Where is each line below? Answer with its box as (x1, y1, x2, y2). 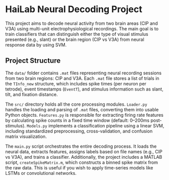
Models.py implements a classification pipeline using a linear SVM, (27, 122, 164, 128)
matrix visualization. (5, 133, 47, 140)
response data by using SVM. (5, 41, 67, 48)
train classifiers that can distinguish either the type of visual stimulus (5, 31, 148, 37)
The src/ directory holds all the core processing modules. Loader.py (5, 101, 148, 107)
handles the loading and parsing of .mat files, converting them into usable (5, 106, 159, 112)
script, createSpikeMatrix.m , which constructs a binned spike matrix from (5, 159, 158, 165)
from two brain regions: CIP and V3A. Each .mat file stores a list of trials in (5, 75, 159, 81)
